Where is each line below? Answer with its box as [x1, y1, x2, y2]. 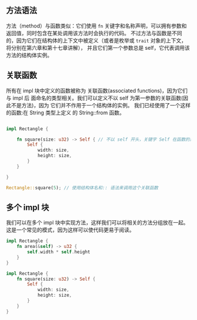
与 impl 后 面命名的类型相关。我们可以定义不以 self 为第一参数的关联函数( [6, 94, 184, 101]
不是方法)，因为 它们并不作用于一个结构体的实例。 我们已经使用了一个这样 [11, 101, 191, 108]
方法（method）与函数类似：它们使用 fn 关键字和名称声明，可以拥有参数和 [6, 22, 187, 29]
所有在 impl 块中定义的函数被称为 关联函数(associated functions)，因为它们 [6, 87, 188, 94]
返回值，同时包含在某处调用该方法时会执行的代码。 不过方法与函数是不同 [6, 29, 182, 36]
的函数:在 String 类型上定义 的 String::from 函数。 [6, 109, 125, 116]
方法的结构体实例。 [6, 52, 53, 59]
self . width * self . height [27, 249, 91, 255]
